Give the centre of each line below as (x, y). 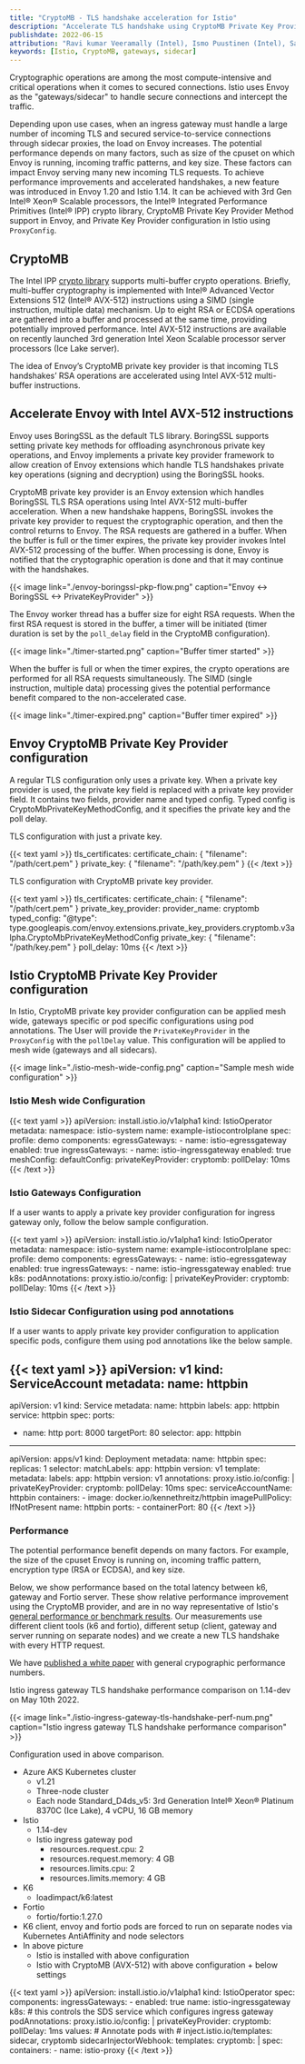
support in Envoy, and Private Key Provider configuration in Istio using (140, 221)
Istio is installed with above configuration (113, 1956)
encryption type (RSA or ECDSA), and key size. (98, 1570)
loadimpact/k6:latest (74, 1898)
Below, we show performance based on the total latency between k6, (138, 1588)
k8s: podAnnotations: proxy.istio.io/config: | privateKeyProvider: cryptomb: (149, 1278)
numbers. (27, 1672)
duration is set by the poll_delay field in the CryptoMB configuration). (140, 633)
